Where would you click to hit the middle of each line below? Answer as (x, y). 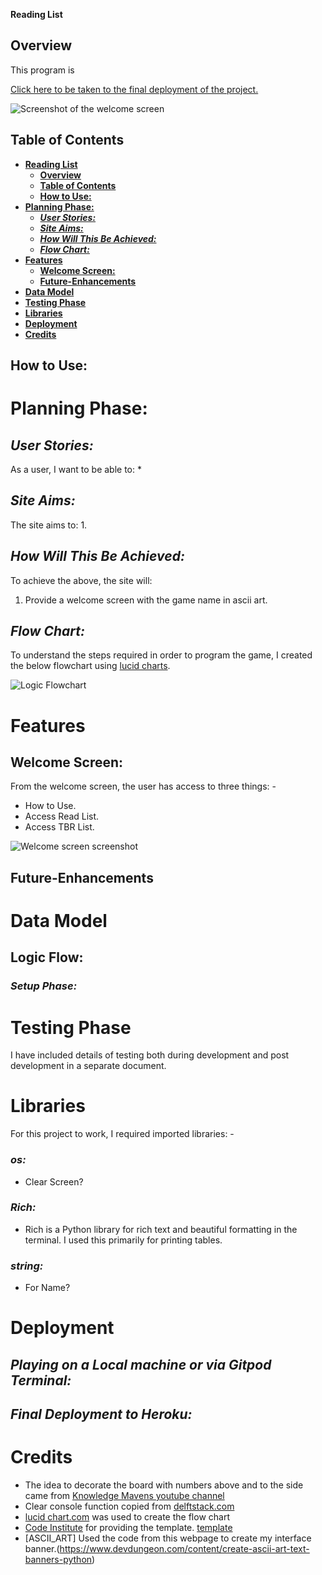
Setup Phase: (44, 986)
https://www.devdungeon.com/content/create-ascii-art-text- (184, 1549)
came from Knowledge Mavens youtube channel (124, 1496)
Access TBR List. (59, 827)
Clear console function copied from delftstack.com (129, 1506)
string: (27, 1266)
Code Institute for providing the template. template (128, 1528)
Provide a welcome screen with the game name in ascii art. (146, 600)
